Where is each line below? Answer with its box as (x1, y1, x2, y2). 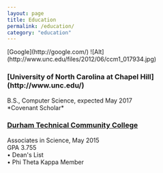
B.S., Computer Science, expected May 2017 (7, 96, 133, 105)
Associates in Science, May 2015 (7, 136, 100, 144)
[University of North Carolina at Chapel (7, 72, 139, 82)
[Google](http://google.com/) (7, 48, 89, 56)
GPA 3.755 (7, 143, 37, 151)
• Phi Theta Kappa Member (7, 158, 84, 166)
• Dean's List (7, 150, 44, 159)
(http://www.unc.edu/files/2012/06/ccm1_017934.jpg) (7, 55, 157, 64)
